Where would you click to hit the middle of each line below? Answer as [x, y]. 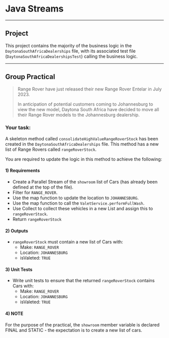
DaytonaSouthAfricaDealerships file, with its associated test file [70, 51]
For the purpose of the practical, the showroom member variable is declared [82, 324]
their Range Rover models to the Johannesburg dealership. [78, 115]
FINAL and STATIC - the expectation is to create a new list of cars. [74, 330]
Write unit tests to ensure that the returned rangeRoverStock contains [83, 281]
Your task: [18, 128]
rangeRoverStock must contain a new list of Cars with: [68, 242]
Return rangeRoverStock [37, 219]
